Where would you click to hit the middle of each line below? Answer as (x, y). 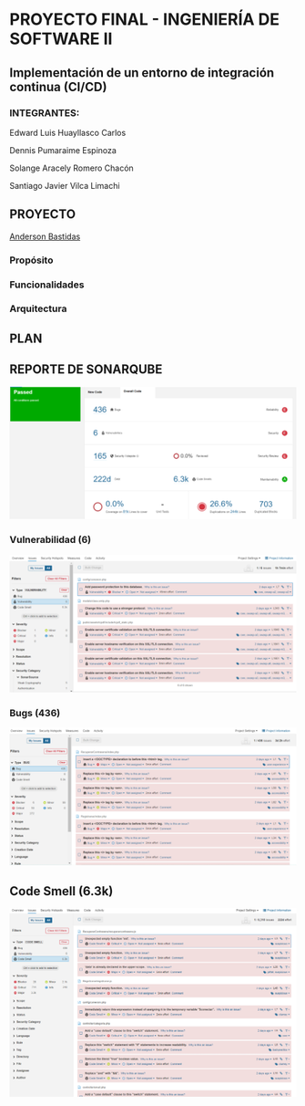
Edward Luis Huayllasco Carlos (68, 132)
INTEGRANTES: (45, 112)
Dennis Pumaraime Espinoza (63, 150)
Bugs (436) (35, 713)
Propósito (31, 260)
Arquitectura (38, 308)
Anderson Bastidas (45, 236)
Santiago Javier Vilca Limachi (65, 185)
